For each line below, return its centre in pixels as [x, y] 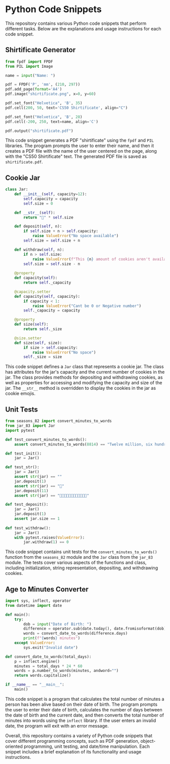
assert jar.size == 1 [37, 519]
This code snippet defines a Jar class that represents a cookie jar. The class [84, 367]
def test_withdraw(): [28, 528]
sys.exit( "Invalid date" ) [51, 647]
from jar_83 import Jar [30, 426]
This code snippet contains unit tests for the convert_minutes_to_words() [81, 552]
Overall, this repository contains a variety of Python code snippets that [79, 735]
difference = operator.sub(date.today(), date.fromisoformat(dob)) [96, 629]
